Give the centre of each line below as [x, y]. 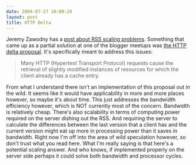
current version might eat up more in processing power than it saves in [92, 131]
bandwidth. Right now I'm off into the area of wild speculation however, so [96, 137]
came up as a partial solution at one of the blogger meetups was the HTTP [97, 45]
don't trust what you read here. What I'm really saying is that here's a [90, 143]
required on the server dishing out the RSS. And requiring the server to [92, 118]
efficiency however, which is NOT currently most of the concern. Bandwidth [98, 106]
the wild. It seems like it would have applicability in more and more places [95, 93]
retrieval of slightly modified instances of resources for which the [99, 70]
